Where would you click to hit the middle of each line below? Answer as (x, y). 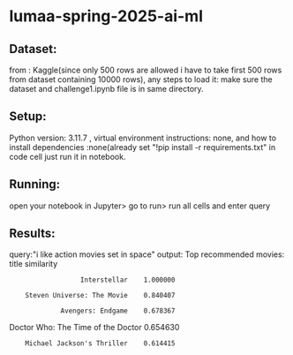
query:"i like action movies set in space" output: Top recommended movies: (147, 254)
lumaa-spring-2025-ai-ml (106, 16)
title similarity (34, 264)
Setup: (28, 117)
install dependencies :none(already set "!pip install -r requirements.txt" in (143, 147)
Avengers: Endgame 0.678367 (118, 311)
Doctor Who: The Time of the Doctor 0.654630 (94, 328)
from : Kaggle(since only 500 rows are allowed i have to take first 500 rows (146, 70)
